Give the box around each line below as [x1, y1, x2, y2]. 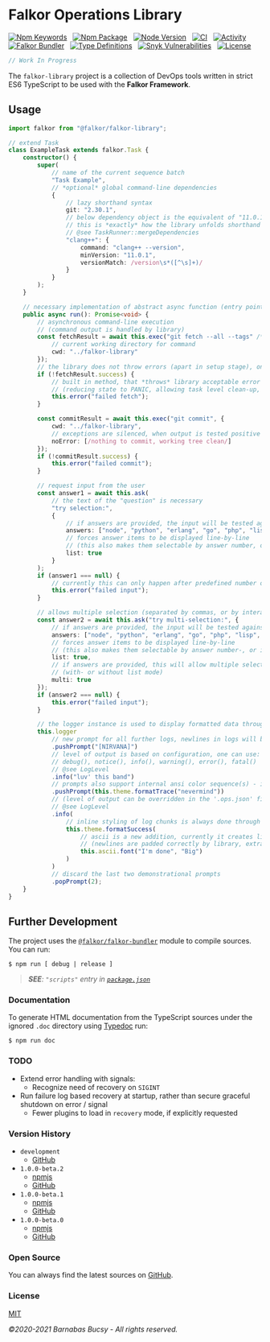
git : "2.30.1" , [65, 206, 117, 214]
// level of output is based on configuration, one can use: [51, 750, 261, 758]
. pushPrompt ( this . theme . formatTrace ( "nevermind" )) [51, 787, 225, 796]
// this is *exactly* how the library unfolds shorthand [65, 221, 261, 229]
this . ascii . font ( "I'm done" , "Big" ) [80, 848, 203, 856]
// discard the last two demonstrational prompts [51, 869, 221, 878]
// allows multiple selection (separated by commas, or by [37, 609, 239, 617]
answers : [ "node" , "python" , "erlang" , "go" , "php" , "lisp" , [51, 630, 261, 639]
